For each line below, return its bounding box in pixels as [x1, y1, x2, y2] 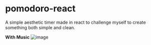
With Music [5, 34, 30, 40]
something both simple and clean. [5, 24, 75, 30]
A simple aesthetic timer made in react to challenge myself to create [5, 19, 146, 25]
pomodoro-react [5, 3, 76, 14]
